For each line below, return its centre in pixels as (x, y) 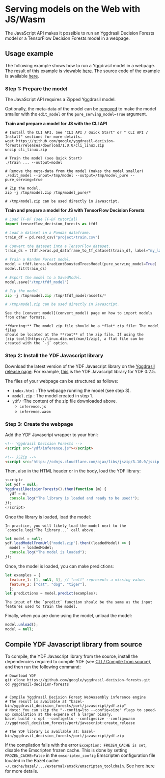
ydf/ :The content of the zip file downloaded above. (64, 401)
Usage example (29, 54)
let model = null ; (24, 539)
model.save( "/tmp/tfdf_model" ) (37, 282)
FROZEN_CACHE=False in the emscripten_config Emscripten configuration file (80, 755)
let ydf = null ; (22, 485)
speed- (150, 710)
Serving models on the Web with (73, 9)
